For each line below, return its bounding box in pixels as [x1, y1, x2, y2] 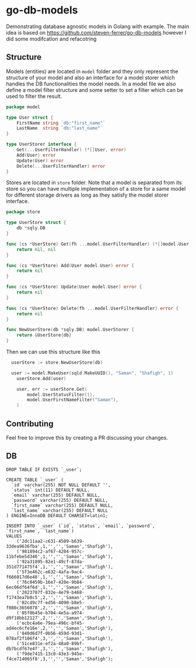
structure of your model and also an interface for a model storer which [6, 74, 175, 81]
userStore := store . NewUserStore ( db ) [11, 360, 103, 366]
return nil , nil [16, 246, 57, 252]
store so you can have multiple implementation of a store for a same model [6, 185, 186, 192]
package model [6, 104, 41, 110]
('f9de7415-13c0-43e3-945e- [16, 650, 85, 657]
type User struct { [6, 115, 54, 120]
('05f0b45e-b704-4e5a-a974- [16, 610, 85, 616]
